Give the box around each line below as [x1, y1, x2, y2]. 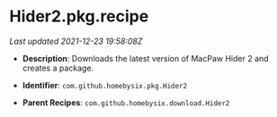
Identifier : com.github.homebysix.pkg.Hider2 [22, 79, 187, 90]
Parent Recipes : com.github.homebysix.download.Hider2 [22, 96, 230, 108]
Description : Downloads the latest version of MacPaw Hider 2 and [22, 53, 269, 63]
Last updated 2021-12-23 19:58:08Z [9, 36, 143, 46]
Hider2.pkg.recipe [9, 6, 149, 27]
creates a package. [22, 63, 94, 73]
